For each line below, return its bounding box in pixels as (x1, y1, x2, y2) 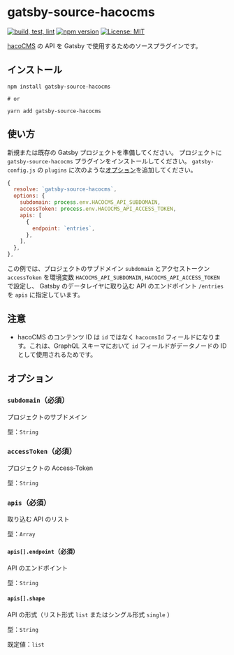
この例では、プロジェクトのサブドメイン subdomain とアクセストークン (7, 265, 210, 273)
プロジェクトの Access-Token (7, 464, 94, 472)
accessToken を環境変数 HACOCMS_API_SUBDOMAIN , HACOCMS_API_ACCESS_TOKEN (7, 273, 220, 281)
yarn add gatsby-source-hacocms (7, 108, 101, 115)
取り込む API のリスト (7, 515, 70, 524)
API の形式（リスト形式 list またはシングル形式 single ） (7, 610, 173, 619)
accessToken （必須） (7, 446, 77, 456)
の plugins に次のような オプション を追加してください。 (37, 165, 197, 174)
